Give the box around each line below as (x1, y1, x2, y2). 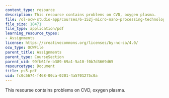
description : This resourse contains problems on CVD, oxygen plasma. (5, 12, 156, 17)
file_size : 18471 (5, 21, 42, 27)
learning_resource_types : (5, 31, 59, 36)
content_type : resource (5, 7, 55, 13)
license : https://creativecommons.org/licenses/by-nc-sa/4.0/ (5, 40, 138, 45)
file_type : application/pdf (5, 26, 64, 31)
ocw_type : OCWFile (5, 45, 44, 50)
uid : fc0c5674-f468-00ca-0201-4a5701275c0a (5, 73, 98, 78)
